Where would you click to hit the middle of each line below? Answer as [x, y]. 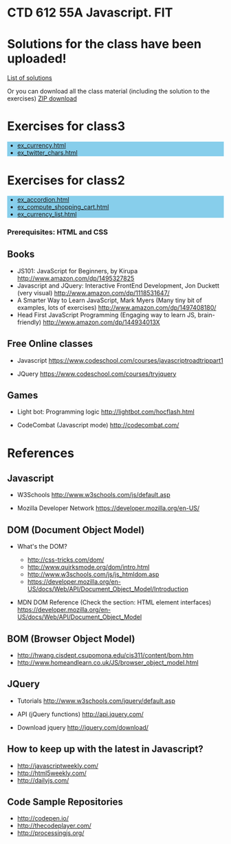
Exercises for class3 [66, 126]
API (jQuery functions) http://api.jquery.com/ [80, 714]
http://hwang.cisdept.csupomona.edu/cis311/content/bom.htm [105, 655]
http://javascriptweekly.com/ [57, 766]
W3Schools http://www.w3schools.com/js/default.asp [93, 495]
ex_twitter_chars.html [47, 153]
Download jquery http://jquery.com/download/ [83, 727]
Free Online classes [50, 344]
